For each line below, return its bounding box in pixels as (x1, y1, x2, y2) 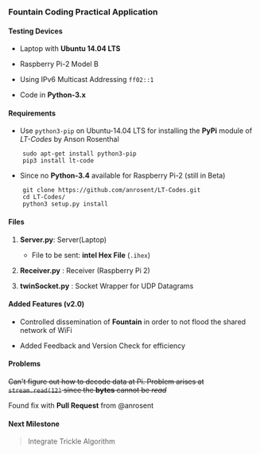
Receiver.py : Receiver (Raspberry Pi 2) (19, 265, 151, 275)
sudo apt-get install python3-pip (22, 150, 137, 158)
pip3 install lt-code (22, 157, 94, 165)
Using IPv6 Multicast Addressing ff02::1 (19, 75, 154, 84)
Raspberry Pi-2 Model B (19, 59, 99, 69)
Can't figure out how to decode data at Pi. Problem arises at (8, 377, 204, 386)
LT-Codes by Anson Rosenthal (19, 135, 119, 144)
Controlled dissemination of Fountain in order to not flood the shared (19, 317, 246, 327)
